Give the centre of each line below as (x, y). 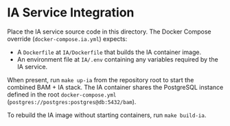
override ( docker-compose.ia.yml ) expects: (67, 38)
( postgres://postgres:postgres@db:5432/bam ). (72, 101)
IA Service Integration (71, 13)
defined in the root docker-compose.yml (62, 94)
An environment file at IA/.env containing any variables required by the (117, 59)
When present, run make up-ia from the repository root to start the (101, 79)
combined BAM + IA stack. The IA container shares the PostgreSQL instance (115, 87)
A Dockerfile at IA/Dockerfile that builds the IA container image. (109, 52)
